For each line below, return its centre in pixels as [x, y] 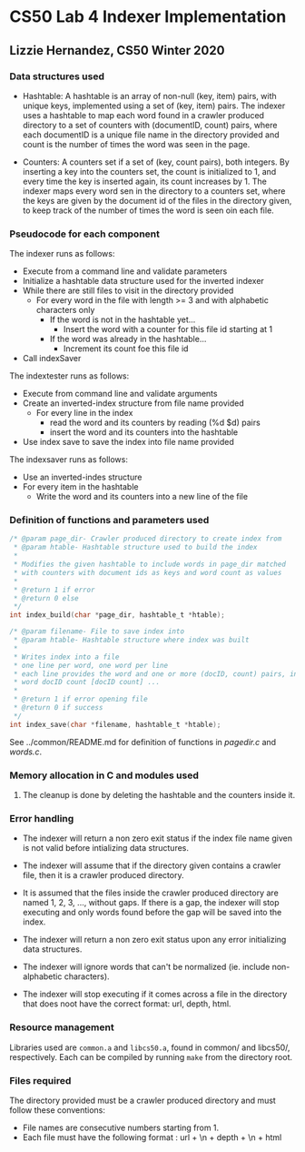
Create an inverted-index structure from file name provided [133, 403]
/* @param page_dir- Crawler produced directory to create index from [146, 539]
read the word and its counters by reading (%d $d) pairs [155, 423]
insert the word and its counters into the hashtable [144, 432]
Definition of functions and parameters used [109, 520]
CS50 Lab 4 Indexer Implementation [148, 17]
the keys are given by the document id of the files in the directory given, [157, 200]
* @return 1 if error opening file [80, 699]
